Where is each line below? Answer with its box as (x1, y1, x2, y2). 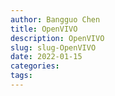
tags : (10, 71, 33, 81)
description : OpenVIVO (10, 33, 105, 43)
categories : (10, 61, 60, 71)
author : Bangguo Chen (10, 14, 101, 25)
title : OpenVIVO (10, 24, 78, 34)
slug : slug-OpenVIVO (10, 42, 97, 53)
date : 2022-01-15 (10, 52, 83, 62)
